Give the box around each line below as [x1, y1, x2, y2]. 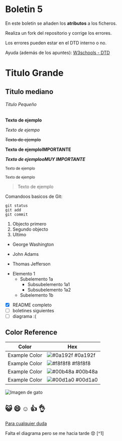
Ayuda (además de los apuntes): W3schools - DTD [5, 49, 110, 56]
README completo [12, 302, 52, 308]
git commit [5, 212, 28, 217]
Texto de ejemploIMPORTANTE [5, 146, 71, 152]
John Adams [12, 251, 39, 257]
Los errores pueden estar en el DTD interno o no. [5, 39, 107, 46]
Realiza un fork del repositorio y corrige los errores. [5, 30, 112, 36]
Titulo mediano [5, 87, 54, 96]
